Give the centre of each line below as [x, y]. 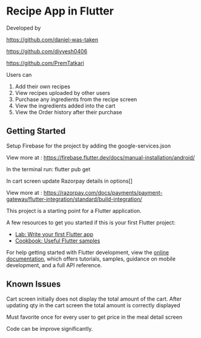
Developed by [24, 28]
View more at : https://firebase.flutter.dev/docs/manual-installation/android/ [100, 157]
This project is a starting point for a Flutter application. [74, 210]
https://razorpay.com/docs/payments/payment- [103, 192]
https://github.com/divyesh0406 [47, 51]
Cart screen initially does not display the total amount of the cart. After [94, 299]
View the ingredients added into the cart [65, 106]
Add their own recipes [43, 86]
